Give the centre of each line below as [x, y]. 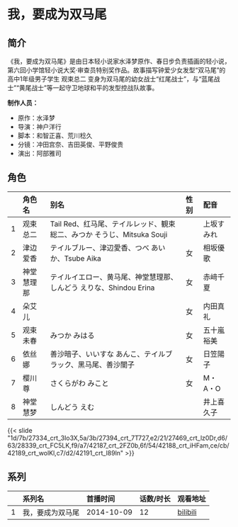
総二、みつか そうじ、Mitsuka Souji [109, 234]
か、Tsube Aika [75, 258]
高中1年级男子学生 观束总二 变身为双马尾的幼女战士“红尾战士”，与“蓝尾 [111, 79]
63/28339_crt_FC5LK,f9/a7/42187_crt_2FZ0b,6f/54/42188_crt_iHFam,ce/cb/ [118, 445]
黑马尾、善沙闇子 [106, 364]
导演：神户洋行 [39, 127]
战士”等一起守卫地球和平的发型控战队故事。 [95, 88]
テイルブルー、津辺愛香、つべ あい [108, 247]
